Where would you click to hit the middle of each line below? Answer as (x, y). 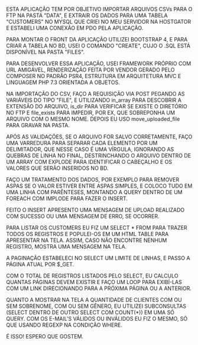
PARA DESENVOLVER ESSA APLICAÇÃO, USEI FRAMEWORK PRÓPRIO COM (99, 63)
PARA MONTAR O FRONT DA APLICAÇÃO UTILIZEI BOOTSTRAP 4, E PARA (97, 39)
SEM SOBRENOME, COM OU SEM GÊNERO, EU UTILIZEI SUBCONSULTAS (96, 306)
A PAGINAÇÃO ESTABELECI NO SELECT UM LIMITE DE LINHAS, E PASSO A (98, 258)
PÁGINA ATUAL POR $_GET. (40, 264)
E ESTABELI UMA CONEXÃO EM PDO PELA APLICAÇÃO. (75, 28)
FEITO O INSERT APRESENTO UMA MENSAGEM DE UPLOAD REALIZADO (95, 210)
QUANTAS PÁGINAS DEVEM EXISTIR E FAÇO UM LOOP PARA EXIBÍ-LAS (94, 282)
